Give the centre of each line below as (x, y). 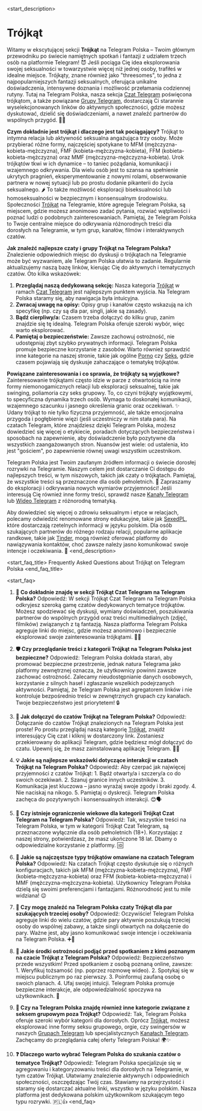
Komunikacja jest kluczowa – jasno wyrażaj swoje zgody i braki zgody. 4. (106, 786)
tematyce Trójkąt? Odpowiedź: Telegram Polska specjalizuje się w (98, 1063)
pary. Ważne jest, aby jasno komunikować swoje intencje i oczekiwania (103, 932)
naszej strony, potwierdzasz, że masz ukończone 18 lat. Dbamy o (96, 839)
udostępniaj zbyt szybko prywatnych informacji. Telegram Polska (96, 343)
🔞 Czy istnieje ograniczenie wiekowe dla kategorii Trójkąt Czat (95, 813)
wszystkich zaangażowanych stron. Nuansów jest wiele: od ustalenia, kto (98, 444)
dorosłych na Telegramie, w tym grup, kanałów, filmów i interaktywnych (96, 230)
